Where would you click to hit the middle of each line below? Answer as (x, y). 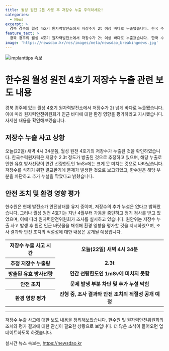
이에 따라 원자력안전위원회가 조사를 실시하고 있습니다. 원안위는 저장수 (88, 219)
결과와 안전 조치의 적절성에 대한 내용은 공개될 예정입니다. (66, 232)
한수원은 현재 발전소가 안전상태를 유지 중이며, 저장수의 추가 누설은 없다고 (76, 207)
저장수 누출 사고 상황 (35, 138)
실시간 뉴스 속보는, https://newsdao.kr (44, 343)
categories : (18, 15)
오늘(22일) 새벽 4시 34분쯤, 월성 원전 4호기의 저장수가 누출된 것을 (70, 151)
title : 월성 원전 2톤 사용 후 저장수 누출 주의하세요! (54, 10)
